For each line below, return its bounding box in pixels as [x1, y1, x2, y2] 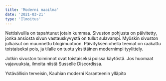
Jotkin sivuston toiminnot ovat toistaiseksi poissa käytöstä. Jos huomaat [5, 56, 154, 62]
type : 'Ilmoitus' [5, 16, 41, 21]
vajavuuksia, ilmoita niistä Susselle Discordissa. [5, 61, 103, 67]
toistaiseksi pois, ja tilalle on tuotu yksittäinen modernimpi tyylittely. [5, 46, 144, 52]
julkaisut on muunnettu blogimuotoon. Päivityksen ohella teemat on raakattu [5, 41, 161, 47]
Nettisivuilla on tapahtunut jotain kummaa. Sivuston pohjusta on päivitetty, [5, 30, 157, 36]
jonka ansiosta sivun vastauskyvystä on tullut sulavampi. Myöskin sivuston [5, 35, 159, 41]
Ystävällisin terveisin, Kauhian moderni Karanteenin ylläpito [5, 71, 126, 77]
